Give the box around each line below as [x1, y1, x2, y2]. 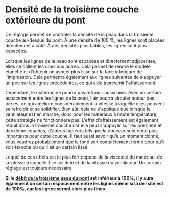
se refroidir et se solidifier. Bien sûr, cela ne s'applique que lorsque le [5, 106, 151, 112]
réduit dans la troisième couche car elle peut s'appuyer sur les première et [5, 122, 162, 128]
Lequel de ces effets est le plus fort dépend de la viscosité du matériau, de [5, 154, 163, 160]
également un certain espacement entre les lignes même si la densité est [5, 180, 163, 186]
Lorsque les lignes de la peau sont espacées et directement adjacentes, [5, 57, 157, 64]
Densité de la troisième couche [5, 4, 139, 15]
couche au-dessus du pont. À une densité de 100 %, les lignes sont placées [5, 37, 165, 43]
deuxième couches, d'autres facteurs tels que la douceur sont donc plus [5, 127, 158, 134]
